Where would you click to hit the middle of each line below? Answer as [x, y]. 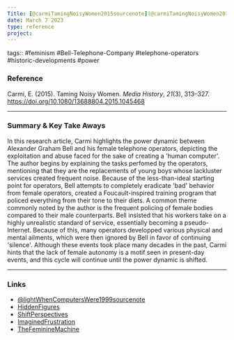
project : [20, 33]
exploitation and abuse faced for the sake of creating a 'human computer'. [114, 156]
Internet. [19, 230]
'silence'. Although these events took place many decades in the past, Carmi [117, 244]
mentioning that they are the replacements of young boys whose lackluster [115, 170]
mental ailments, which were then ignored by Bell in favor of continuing [109, 237]
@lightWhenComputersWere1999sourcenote [81, 300]
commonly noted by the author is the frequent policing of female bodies [110, 207]
